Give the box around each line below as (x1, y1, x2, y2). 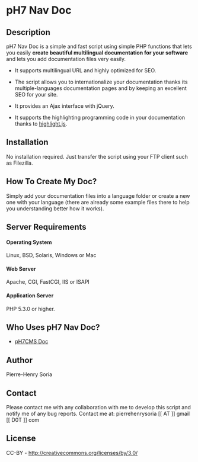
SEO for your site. (14, 91, 58, 98)
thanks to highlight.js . (14, 120, 68, 127)
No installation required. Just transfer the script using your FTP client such (6, 153, 188, 160)
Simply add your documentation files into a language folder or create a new (6, 192, 190, 199)
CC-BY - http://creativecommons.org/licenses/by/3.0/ (6, 449, 138, 456)
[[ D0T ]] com (6, 416, 40, 423)
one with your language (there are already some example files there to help (6, 198, 190, 206)
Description (6, 27, 50, 37)
